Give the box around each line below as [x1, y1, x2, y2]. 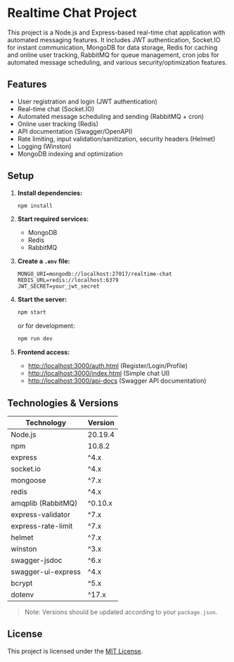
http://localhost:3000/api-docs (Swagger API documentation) [27, 376, 207, 385]
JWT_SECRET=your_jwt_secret [17, 283, 100, 290]
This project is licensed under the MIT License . [7, 647, 143, 655]
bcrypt [11, 578, 33, 588]
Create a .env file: [17, 257, 70, 265]
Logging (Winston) [17, 142, 72, 151]
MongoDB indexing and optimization [17, 149, 123, 158]
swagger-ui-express [11, 567, 82, 576]
